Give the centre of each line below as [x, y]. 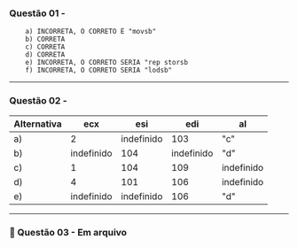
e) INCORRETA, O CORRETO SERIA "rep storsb [107, 63]
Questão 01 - [37, 13]
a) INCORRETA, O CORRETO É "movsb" [91, 32]
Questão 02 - [39, 101]
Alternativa [38, 124]
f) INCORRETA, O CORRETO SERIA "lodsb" [99, 70]
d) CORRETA [45, 55]
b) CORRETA [45, 39]
